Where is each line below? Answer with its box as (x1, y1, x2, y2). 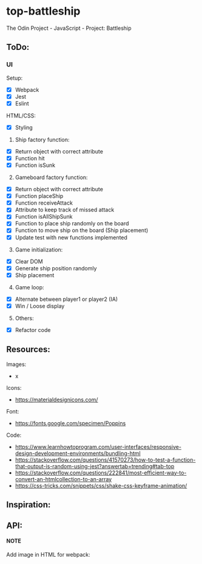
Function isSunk (15, 161, 56, 169)
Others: (15, 314, 35, 322)
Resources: (6, 344, 50, 354)
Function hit (15, 154, 45, 162)
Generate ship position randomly (15, 264, 97, 272)
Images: (6, 361, 27, 368)
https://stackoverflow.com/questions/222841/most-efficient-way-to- (15, 469, 187, 476)
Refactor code (15, 326, 51, 333)
